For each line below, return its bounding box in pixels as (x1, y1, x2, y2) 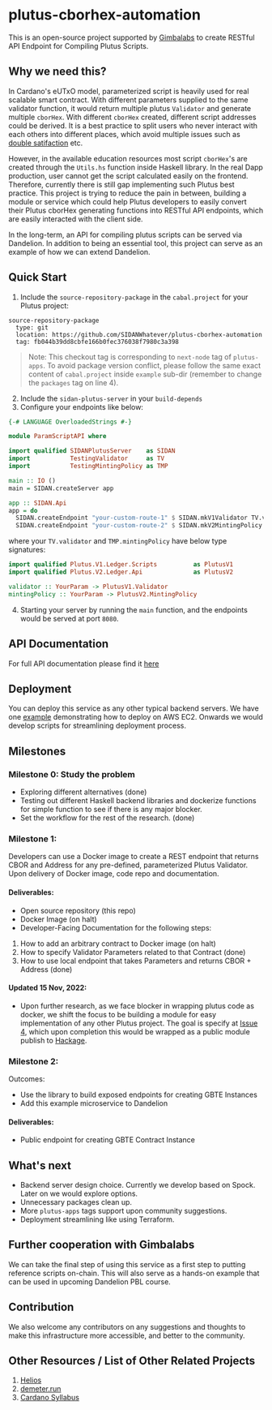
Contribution (8, 1300, 74, 1314)
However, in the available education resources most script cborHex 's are (8, 153, 249, 163)
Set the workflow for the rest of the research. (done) (19, 813, 195, 823)
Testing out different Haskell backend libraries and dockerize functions (19, 796, 257, 805)
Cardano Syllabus (19, 1393, 79, 1403)
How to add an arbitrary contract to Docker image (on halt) (19, 939, 216, 948)
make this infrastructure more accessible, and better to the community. (8, 1330, 245, 1340)
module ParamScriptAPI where (8, 432, 107, 441)
